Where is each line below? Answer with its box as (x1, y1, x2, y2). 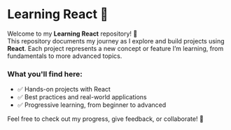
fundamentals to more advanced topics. (7, 52, 122, 60)
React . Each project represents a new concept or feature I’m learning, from (7, 44, 224, 52)
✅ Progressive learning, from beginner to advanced (17, 101, 167, 109)
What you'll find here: (7, 69, 83, 79)
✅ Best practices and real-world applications (17, 93, 147, 101)
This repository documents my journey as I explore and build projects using (7, 36, 225, 45)
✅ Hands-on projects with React (17, 85, 111, 94)
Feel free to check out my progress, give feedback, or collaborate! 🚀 (7, 115, 204, 123)
